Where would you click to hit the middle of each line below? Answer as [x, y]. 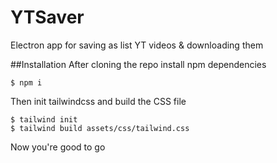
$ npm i [26, 82]
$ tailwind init [44, 119]
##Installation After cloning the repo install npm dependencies [138, 64]
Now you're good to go [58, 147]
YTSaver [47, 17]
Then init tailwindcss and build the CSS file [98, 101]
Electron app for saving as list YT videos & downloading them [137, 45]
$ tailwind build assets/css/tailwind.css [100, 128]
